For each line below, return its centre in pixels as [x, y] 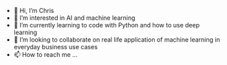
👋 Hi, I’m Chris [34, 11]
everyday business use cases [56, 47]
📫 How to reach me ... [45, 54]
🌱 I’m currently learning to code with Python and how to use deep [107, 25]
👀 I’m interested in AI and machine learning [74, 18]
